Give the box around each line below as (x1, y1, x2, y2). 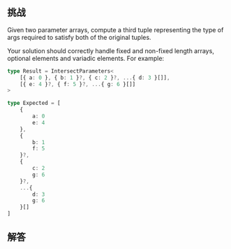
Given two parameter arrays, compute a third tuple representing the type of (7, 25, 224, 34)
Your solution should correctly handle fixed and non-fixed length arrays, (7, 46, 214, 55)
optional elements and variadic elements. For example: (7, 54, 165, 62)
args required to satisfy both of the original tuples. (7, 33, 151, 41)
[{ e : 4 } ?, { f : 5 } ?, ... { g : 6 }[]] (20, 80, 136, 87)
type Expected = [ (7, 100, 61, 107)
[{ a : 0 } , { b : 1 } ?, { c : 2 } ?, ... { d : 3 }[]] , (20, 74, 170, 81)
